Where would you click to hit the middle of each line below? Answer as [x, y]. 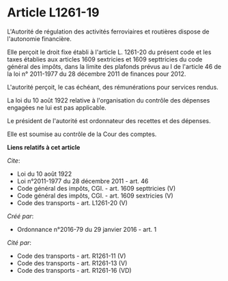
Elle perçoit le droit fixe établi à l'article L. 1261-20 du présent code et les [109, 52]
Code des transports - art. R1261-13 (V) [72, 263]
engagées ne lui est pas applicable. [57, 107]
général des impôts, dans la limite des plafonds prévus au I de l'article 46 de [114, 66]
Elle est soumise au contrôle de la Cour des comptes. [82, 134]
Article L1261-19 [53, 13]
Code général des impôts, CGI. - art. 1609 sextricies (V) [95, 196]
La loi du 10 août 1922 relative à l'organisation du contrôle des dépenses [109, 100]
